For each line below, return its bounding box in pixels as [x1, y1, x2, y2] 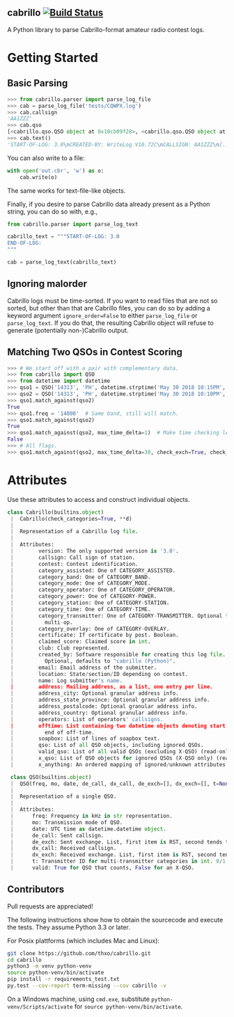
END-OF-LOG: [7, 239, 42, 247]
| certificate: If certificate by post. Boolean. [10, 631, 179, 639]
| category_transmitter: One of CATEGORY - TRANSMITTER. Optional [10, 612, 223, 620]
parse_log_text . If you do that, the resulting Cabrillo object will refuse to [7, 318, 214, 327]
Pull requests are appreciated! [7, 902, 93, 910]
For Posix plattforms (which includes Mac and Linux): [7, 936, 160, 945]
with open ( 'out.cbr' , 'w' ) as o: [7, 167, 104, 174]
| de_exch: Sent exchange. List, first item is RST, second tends [10, 838, 223, 846]
